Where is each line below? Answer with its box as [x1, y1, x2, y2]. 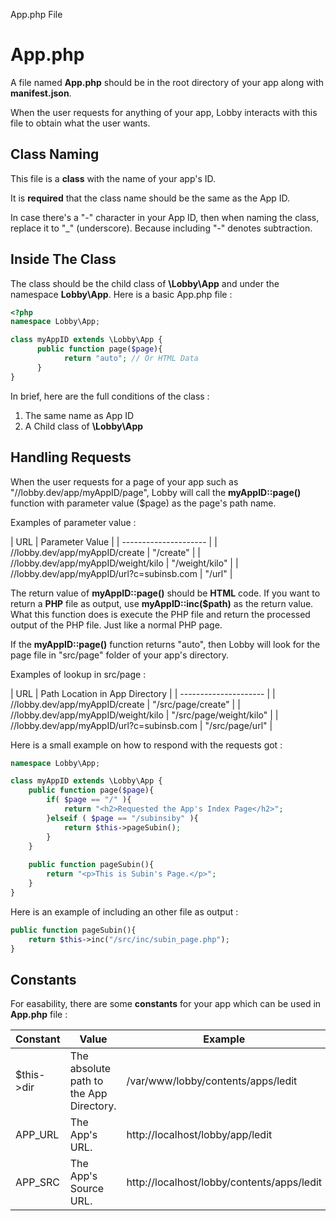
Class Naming [10, 146, 100, 163]
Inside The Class [10, 251, 117, 268]
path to [69, 1074, 104, 1088]
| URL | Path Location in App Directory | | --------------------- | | [10, 687, 276, 699]
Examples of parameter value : [10, 516, 137, 528]
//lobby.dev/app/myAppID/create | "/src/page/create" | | [10, 698, 241, 710]
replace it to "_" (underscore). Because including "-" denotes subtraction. [10, 222, 313, 234]
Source [69, 1182, 105, 1196]
